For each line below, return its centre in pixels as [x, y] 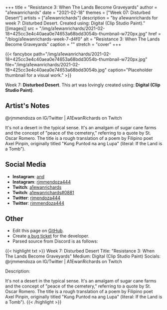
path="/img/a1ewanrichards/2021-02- [72, 54]
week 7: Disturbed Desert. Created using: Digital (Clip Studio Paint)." [75, 23]
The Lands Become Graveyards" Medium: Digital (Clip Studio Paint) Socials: [83, 256]
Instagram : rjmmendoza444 [42, 182]
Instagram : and [28, 176]
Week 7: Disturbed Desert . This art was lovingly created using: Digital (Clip [83, 85]
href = [155, 34]
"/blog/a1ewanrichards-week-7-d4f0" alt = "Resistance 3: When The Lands [83, 39]
